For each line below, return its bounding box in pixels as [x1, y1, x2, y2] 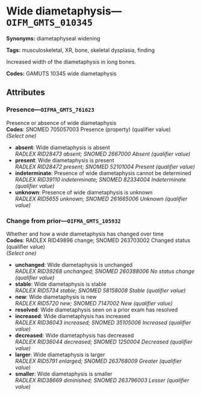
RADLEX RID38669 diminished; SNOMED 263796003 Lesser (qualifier [14, 376, 190, 384]
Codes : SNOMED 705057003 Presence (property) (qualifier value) [6, 126, 172, 133]
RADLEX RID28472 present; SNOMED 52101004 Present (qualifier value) [14, 163, 196, 170]
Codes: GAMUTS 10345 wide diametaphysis [6, 69, 117, 77]
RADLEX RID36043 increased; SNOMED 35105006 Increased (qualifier [14, 319, 191, 326]
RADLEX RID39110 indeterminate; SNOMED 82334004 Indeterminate [14, 176, 187, 183]
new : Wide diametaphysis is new [14, 293, 97, 300]
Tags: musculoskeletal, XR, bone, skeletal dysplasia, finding [6, 46, 155, 54]
